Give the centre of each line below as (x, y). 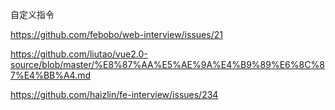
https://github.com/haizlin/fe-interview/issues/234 (114, 94)
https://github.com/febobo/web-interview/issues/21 (116, 34)
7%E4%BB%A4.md (51, 75)
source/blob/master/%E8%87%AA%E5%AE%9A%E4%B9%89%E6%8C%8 (167, 64)
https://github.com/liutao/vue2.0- (79, 54)
